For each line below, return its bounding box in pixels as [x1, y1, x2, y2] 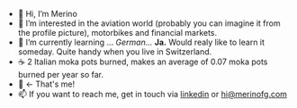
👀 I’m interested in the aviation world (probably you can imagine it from [17, 18, 281, 29]
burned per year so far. [17, 70, 103, 79]
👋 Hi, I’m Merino [17, 9, 78, 19]
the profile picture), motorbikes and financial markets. [17, 28, 218, 37]
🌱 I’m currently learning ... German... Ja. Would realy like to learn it [17, 37, 265, 47]
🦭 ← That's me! [17, 79, 75, 89]
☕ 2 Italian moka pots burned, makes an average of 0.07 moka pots [17, 56, 268, 67]
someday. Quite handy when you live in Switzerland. [17, 46, 212, 57]
